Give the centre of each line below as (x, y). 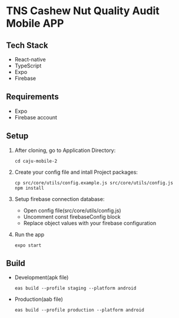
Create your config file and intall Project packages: (76, 172)
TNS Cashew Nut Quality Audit (83, 11)
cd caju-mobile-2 (36, 161)
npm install (29, 188)
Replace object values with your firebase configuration (90, 223)
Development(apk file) (42, 278)
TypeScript (28, 66)
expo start (28, 245)
